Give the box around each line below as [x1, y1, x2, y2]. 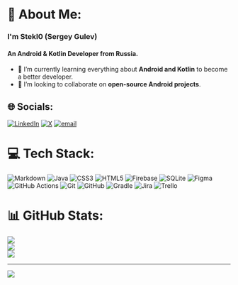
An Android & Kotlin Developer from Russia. [7, 49, 138, 57]
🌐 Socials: [7, 101, 54, 113]
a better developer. [17, 72, 73, 81]
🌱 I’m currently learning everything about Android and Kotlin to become [17, 65, 228, 74]
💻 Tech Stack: [7, 145, 95, 162]
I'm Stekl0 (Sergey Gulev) [7, 32, 98, 42]
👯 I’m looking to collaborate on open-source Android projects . [17, 80, 201, 89]
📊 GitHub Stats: [7, 208, 104, 224]
